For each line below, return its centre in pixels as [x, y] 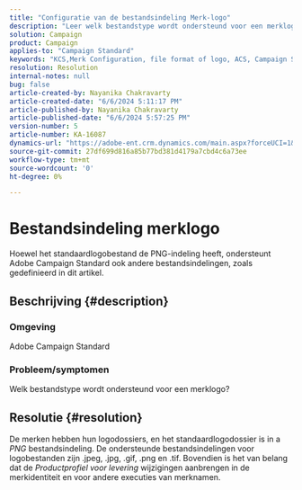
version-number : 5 [44, 127]
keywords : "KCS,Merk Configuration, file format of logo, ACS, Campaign [148, 59]
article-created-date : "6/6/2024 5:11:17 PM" [96, 101]
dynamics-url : [36, 143]
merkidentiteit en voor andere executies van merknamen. [115, 477]
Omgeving [33, 326]
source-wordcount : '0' [52, 168]
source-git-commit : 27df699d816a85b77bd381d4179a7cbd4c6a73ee [128, 151]
